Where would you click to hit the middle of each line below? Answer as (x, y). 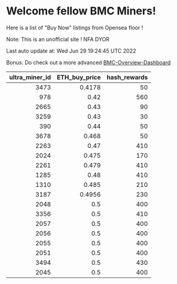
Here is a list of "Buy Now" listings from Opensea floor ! (75, 28)
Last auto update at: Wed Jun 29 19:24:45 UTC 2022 (71, 51)
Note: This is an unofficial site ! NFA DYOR (58, 39)
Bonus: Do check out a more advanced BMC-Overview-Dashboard (89, 62)
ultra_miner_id (30, 77)
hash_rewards (127, 77)
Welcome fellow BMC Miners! (81, 11)
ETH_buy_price (79, 77)
